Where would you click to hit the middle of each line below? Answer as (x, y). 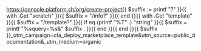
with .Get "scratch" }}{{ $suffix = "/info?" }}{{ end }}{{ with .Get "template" (99, 16)
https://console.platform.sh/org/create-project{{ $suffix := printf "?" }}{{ (97, 9)
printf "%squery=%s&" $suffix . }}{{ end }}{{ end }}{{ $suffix (82, 29)
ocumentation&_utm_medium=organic (54, 42)
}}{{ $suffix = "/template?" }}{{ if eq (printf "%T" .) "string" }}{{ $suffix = (97, 22)
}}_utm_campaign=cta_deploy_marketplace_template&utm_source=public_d (101, 35)
